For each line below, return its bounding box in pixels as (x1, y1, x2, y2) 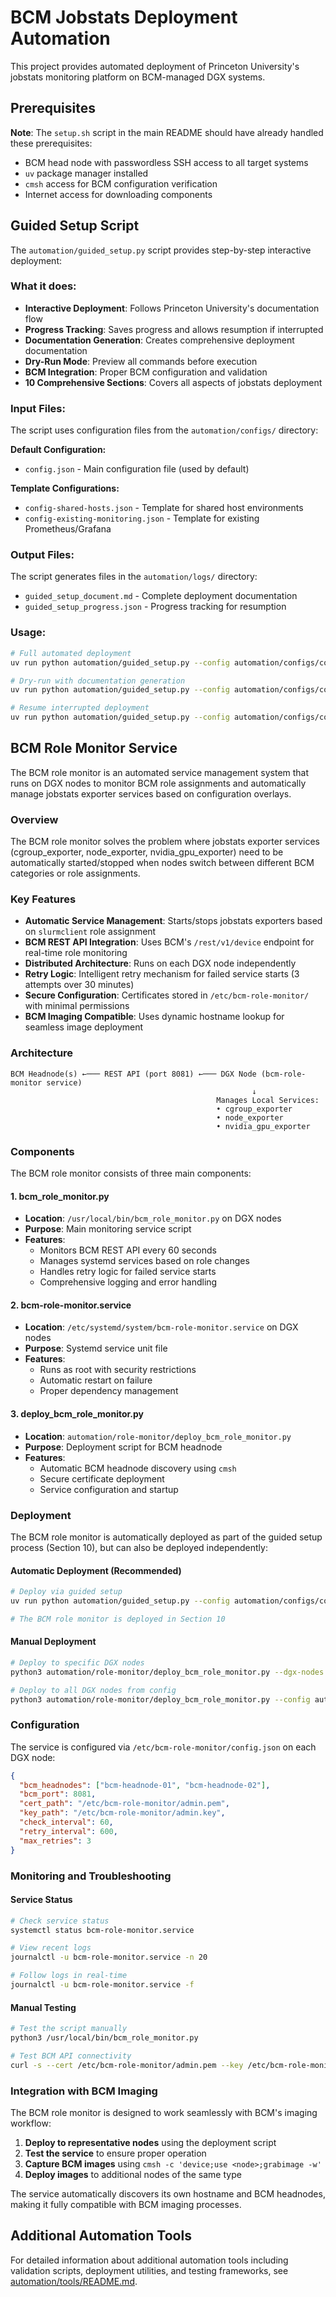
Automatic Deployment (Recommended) (10, 1564, 182, 1576)
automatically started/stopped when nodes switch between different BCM (10, 857, 315, 869)
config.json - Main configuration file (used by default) (24, 463, 250, 475)
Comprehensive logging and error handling (39, 1276, 218, 1288)
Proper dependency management (39, 1385, 179, 1397)
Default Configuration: (10, 444, 107, 456)
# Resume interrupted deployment (10, 703, 150, 713)
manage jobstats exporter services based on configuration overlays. (10, 787, 292, 800)
